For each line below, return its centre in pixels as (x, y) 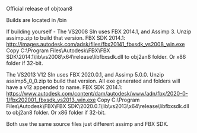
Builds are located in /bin (36, 20)
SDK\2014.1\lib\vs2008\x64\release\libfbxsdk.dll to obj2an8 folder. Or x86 (96, 57)
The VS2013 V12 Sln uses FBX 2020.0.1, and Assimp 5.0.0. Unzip (85, 75)
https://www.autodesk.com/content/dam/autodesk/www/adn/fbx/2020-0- (97, 94)
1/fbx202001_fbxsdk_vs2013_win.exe (51, 100)
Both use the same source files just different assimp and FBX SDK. (88, 124)
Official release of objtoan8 (39, 9)
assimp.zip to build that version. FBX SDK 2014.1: (66, 38)
